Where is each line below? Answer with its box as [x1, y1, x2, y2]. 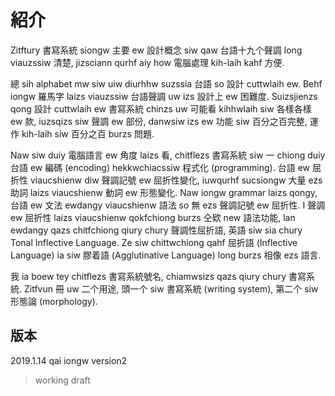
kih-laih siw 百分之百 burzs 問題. [21, 127, 155, 140]
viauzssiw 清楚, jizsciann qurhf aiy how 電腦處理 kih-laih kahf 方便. [10, 56, 285, 68]
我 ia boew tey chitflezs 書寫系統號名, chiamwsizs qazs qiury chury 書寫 [10, 270, 307, 282]
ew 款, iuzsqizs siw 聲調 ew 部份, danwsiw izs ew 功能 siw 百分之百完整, [10, 115, 308, 127]
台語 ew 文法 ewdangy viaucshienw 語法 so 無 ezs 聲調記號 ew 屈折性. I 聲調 [10, 199, 326, 211]
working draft [34, 374, 91, 386]
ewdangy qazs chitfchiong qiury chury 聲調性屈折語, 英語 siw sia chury [10, 224, 303, 236]
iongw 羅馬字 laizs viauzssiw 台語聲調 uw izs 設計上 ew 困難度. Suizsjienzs [10, 90, 318, 102]
